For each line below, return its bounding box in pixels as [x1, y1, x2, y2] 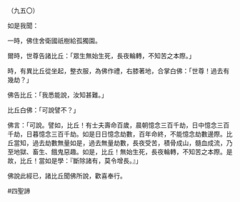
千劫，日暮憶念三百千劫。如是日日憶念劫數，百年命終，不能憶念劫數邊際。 [7, 130, 226, 138]
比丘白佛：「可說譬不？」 [7, 106, 80, 114]
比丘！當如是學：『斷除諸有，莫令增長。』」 [19, 156, 142, 165]
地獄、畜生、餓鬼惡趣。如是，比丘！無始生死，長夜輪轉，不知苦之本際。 [13, 148, 226, 156]
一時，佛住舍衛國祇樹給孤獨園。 [7, 36, 101, 45]
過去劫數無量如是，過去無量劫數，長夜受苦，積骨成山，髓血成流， [31, 139, 226, 147]
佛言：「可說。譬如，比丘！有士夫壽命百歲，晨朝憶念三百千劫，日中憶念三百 [7, 121, 230, 129]
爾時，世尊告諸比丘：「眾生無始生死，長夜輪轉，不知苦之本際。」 [7, 52, 195, 60]
